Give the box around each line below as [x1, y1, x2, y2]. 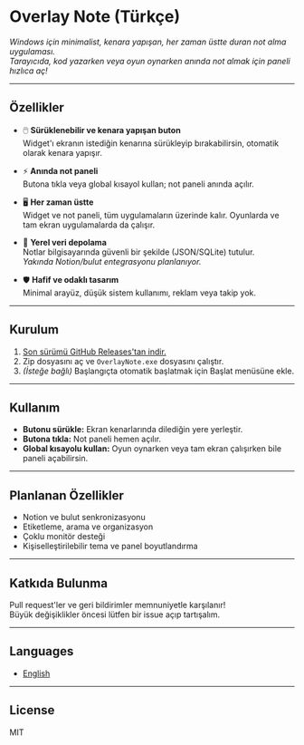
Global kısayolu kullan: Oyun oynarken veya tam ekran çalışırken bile [22, 443, 282, 454]
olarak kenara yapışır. [22, 147, 102, 158]
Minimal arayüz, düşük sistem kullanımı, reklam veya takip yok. [22, 287, 256, 298]
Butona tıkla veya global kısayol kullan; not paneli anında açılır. [22, 179, 255, 189]
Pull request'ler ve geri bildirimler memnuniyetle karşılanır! [9, 600, 226, 610]
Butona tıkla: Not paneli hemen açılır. [22, 433, 161, 445]
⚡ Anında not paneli [22, 165, 99, 176]
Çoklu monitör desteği [22, 531, 106, 542]
